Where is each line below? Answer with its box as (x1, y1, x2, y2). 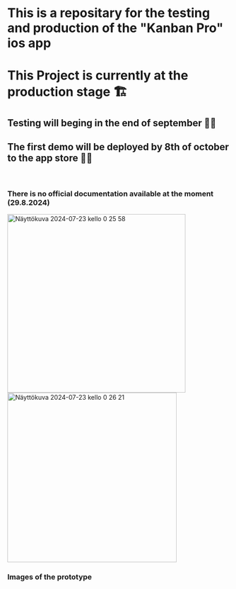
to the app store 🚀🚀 (7, 152, 93, 164)
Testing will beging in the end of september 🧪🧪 (7, 117, 217, 129)
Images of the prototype (7, 572, 93, 582)
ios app (7, 35, 52, 51)
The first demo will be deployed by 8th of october (7, 141, 230, 153)
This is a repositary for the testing (7, 5, 211, 21)
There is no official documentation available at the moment (7, 189, 214, 198)
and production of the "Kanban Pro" (7, 20, 224, 36)
